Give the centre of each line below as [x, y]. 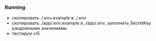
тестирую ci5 [26, 34]
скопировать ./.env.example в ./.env [49, 18]
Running [15, 7]
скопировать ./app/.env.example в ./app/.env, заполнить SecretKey [81, 23]
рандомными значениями [39, 28]
